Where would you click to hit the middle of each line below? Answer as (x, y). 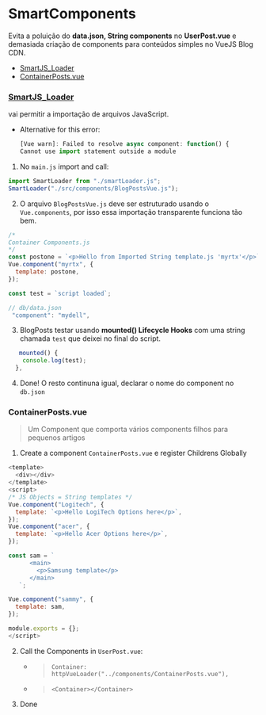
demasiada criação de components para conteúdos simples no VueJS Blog (131, 44)
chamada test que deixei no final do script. (90, 338)
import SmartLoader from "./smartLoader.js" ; (84, 181)
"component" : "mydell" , (51, 315)
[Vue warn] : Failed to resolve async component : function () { (124, 144)
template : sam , (40, 607)
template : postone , (47, 272)
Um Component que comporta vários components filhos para (127, 430)
